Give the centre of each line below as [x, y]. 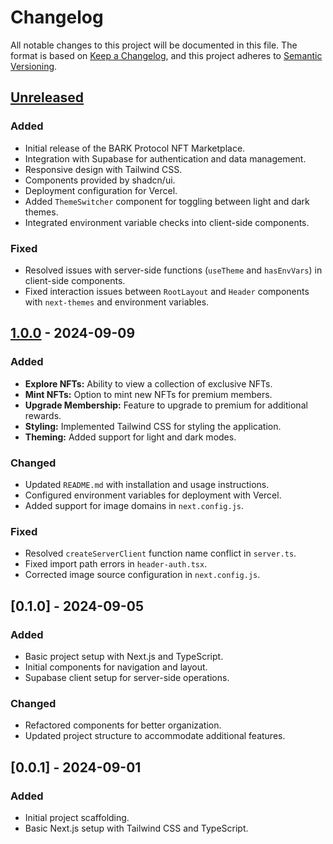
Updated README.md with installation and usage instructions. [147, 484]
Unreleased [47, 97]
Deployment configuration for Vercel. [101, 190]
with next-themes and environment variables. [117, 302]
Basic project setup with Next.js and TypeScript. [124, 656]
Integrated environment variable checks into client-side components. [167, 222]
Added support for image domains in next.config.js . [134, 505]
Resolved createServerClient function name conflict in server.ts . [160, 553]
